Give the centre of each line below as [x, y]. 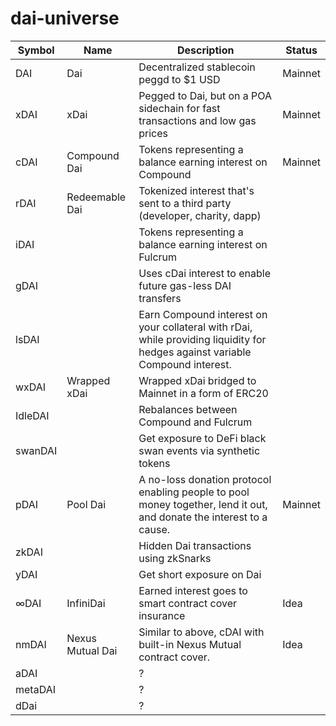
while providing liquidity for [202, 339]
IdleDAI [32, 415]
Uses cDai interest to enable [204, 273]
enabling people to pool [194, 492]
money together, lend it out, [203, 504]
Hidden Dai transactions [195, 545]
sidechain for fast [179, 108]
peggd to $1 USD [179, 79]
